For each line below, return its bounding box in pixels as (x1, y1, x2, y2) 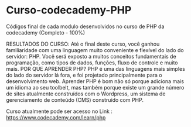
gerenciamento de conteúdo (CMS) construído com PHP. (6, 96, 144, 103)
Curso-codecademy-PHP (6, 4, 132, 17)
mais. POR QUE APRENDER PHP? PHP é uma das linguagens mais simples (6, 65, 186, 72)
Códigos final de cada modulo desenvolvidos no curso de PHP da (6, 23, 165, 30)
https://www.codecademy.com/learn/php (6, 114, 106, 121)
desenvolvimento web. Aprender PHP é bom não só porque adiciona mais (6, 77, 185, 85)
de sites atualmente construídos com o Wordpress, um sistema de (6, 90, 166, 97)
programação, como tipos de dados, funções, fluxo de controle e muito (6, 59, 178, 66)
